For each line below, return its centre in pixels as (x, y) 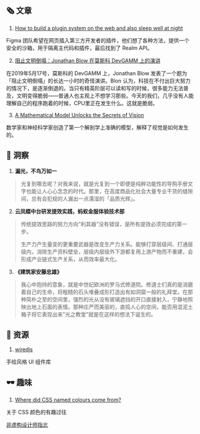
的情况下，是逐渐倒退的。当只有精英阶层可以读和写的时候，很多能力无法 (95, 88)
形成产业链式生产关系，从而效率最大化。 (70, 259)
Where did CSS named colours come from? (68, 400)
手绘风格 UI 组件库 (29, 362)
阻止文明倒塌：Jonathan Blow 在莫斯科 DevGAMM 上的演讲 (87, 60)
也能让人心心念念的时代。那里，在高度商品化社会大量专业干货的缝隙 (110, 191)
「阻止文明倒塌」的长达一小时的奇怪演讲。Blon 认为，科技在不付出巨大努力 (99, 81)
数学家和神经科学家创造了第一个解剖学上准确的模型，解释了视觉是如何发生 (97, 127)
